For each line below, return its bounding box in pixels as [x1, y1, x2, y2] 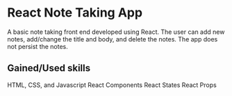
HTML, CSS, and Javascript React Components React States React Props [7, 81, 217, 89]
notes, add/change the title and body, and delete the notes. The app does [7, 35, 218, 43]
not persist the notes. [7, 42, 68, 50]
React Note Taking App [7, 5, 143, 21]
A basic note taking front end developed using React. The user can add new [7, 28, 225, 36]
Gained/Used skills [7, 62, 91, 74]
